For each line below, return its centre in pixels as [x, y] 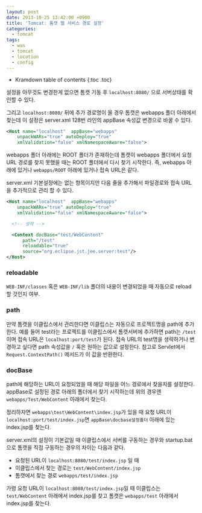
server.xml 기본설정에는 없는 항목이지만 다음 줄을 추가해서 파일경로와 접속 [93, 183]
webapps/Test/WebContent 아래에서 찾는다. [57, 399]
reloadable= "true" [45, 246]
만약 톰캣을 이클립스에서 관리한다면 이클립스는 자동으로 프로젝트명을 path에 [95, 324]
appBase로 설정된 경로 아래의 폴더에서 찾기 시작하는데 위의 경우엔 [84, 391]
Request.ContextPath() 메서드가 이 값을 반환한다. [65, 354]
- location [25, 57]
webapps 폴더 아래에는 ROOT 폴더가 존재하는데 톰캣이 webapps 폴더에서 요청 [99, 155]
